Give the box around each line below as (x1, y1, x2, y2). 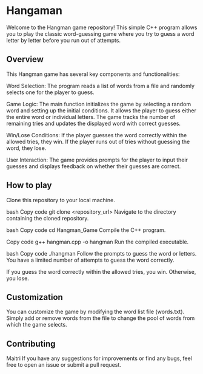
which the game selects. (6, 321, 68, 328)
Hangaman (6, 4, 62, 18)
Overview (6, 54, 44, 64)
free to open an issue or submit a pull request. (6, 361, 121, 369)
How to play (6, 180, 52, 191)
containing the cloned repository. (6, 214, 89, 222)
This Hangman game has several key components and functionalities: (6, 70, 180, 78)
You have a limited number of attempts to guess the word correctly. (6, 256, 175, 263)
